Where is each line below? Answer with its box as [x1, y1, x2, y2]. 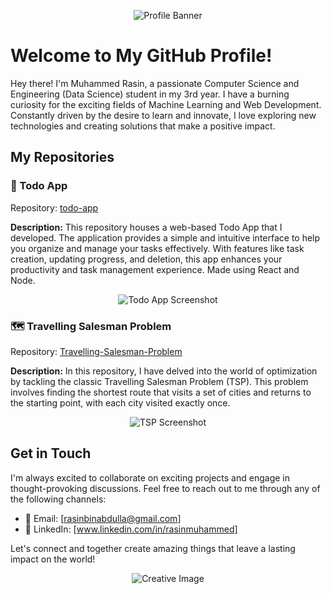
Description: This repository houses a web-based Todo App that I [10, 221, 283, 233]
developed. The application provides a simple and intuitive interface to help [10, 231, 321, 244]
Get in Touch [10, 445, 92, 462]
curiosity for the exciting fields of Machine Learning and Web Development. [10, 98, 322, 110]
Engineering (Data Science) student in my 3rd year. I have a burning [10, 88, 290, 100]
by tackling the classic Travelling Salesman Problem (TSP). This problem [10, 375, 309, 387]
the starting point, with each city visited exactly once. [10, 396, 231, 409]
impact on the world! [10, 553, 96, 565]
